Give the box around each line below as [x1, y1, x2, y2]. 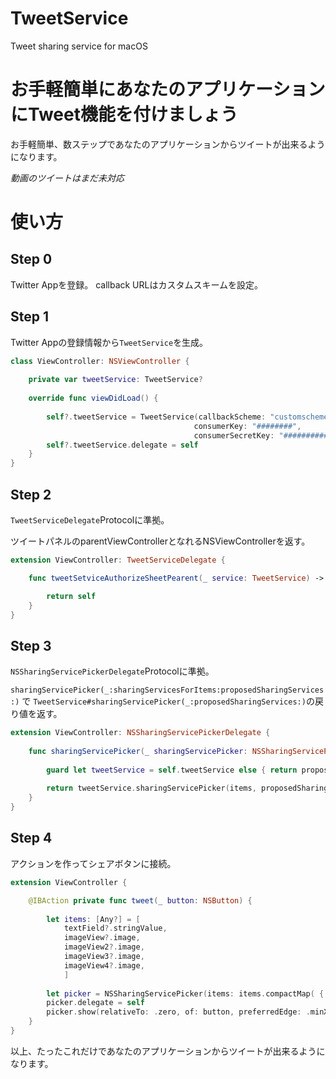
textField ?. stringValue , [63, 923, 168, 934]
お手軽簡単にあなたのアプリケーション [10, 78, 326, 101]
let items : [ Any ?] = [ [46, 914, 141, 924]
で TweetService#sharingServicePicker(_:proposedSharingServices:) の [21, 695, 315, 707]
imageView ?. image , [63, 933, 141, 943]
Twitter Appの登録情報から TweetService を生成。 [10, 336, 209, 348]
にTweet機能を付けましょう [10, 103, 238, 126]
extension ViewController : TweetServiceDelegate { [10, 555, 226, 565]
